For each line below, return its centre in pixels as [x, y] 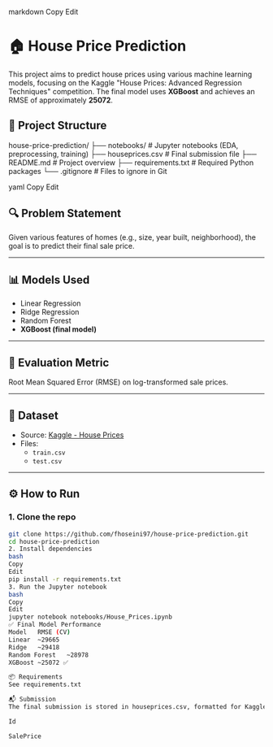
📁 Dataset [34, 415]
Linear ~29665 [34, 640]
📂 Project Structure [58, 126]
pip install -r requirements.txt [65, 579]
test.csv [47, 462]
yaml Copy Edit [34, 187]
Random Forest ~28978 [49, 655]
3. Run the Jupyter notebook [58, 587]
